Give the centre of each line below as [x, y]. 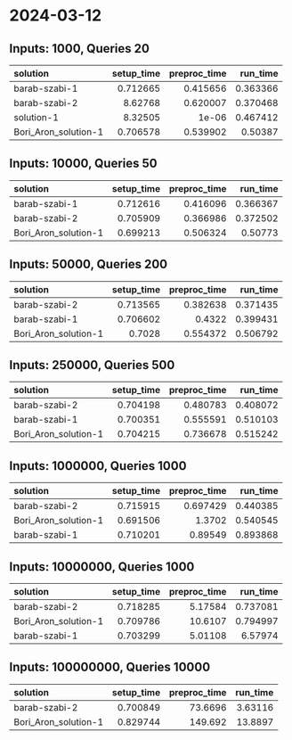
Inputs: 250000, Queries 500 [92, 365]
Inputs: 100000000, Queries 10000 [110, 667]
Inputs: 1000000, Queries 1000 [98, 466]
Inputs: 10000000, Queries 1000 [102, 567]
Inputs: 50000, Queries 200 [89, 264]
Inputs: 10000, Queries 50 [83, 164]
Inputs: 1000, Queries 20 [79, 49]
